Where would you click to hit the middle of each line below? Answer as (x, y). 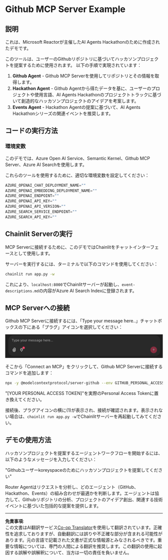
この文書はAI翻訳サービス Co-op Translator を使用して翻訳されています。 (79, 527)
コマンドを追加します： (29, 373)
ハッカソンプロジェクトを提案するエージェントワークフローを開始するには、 (84, 453)
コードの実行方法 (31, 131)
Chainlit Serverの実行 (39, 234)
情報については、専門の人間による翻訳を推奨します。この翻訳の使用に (86, 546)
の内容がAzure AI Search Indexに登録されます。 (88, 291)
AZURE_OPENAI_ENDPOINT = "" (32, 196)
